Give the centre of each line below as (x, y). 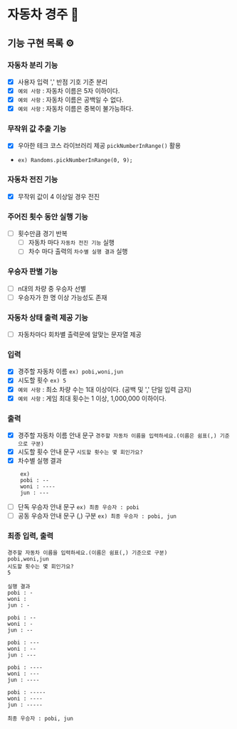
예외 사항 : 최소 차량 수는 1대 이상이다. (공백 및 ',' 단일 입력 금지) (105, 389)
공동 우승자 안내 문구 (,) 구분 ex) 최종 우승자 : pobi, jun (97, 516)
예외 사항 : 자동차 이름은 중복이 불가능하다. (75, 109)
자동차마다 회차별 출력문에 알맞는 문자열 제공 (80, 334)
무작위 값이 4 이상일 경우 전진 (59, 196)
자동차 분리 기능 (33, 65)
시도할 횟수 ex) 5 (42, 381)
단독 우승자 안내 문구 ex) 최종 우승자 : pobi (79, 507)
